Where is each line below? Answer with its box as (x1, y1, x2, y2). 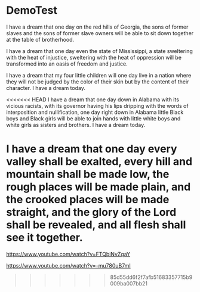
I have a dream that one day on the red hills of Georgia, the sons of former (6, 23, 189, 30)
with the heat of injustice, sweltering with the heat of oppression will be (6, 54, 182, 61)
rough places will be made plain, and (6, 180, 191, 194)
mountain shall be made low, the (6, 167, 170, 181)
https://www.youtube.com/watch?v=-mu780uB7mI (6, 262, 131, 269)
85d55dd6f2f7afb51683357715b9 (110, 274, 193, 281)
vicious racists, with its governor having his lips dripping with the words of (6, 102, 189, 109)
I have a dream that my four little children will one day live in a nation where (6, 72, 192, 79)
